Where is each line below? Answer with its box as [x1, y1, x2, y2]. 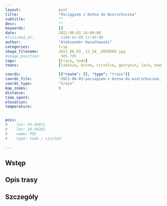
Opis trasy [5, 176, 38, 184]
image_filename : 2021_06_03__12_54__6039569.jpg [5, 49, 126, 54]
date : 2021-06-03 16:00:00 [5, 30, 101, 35]
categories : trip [5, 44, 68, 49]
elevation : [5, 100, 28, 104]
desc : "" [5, 21, 64, 26]
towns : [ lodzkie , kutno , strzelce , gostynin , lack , [5, 63, 153, 68]
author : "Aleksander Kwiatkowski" [5, 40, 112, 45]
